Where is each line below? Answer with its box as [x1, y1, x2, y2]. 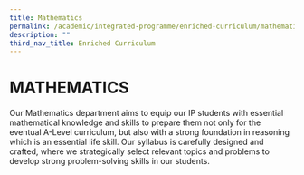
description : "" [9, 30, 71, 39]
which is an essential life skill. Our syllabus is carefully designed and [9, 137, 264, 148]
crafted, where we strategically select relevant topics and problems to [9, 146, 270, 157]
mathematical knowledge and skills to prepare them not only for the [9, 117, 261, 128]
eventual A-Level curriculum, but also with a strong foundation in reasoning [9, 127, 290, 138]
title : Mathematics [9, 13, 83, 23]
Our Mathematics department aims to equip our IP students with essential [9, 108, 284, 119]
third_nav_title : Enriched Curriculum [9, 38, 156, 48]
